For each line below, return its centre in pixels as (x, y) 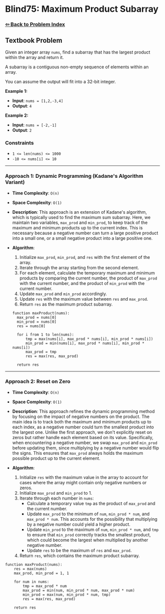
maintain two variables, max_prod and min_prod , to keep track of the (80, 223)
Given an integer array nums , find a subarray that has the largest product (78, 52)
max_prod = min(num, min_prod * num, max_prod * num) (79, 590)
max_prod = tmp (41, 352)
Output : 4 (22, 106)
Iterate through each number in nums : (57, 498)
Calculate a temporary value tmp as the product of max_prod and (91, 503)
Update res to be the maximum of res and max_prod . (79, 550)
